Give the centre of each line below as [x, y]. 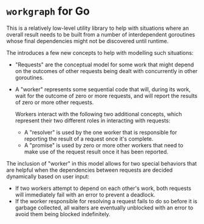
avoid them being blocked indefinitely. [63, 214]
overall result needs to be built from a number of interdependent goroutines [101, 34]
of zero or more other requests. [54, 102]
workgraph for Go [48, 11]
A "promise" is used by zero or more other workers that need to [104, 145]
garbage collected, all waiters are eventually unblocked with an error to [104, 208]
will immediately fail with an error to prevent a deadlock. [85, 194]
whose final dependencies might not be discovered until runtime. [87, 41]
